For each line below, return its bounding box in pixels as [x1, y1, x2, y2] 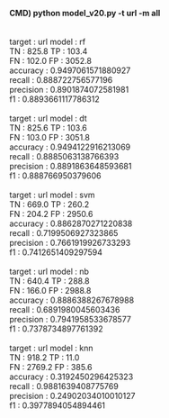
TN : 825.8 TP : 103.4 [9, 46, 88, 57]
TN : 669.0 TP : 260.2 [9, 199, 90, 210]
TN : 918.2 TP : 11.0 [9, 352, 80, 363]
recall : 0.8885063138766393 [9, 151, 120, 161]
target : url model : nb [9, 266, 90, 277]
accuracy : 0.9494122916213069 [9, 141, 131, 152]
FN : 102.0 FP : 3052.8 [9, 56, 93, 66]
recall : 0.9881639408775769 [9, 381, 119, 391]
